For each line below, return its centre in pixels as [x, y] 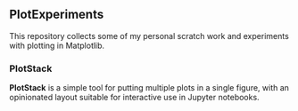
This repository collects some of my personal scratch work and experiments [149, 36]
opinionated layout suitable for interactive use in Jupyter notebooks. [135, 98]
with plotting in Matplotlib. [57, 45]
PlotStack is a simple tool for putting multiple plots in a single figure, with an [149, 88]
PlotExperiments [57, 15]
